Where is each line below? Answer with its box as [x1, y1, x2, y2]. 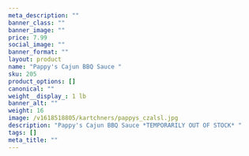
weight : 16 [8, 107, 44, 115]
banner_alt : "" [8, 99, 58, 107]
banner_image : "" [8, 26, 66, 34]
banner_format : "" [8, 48, 69, 56]
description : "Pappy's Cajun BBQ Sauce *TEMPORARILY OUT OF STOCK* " [8, 121, 243, 129]
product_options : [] [8, 77, 77, 85]
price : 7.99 [8, 33, 47, 42]
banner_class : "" [8, 19, 66, 27]
